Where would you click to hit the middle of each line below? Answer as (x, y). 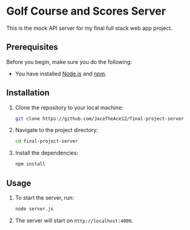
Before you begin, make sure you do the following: (69, 61)
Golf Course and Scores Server (86, 11)
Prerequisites (32, 47)
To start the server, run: (44, 198)
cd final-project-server (46, 141)
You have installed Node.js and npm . (61, 74)
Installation (28, 93)
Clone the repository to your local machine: (69, 107)
